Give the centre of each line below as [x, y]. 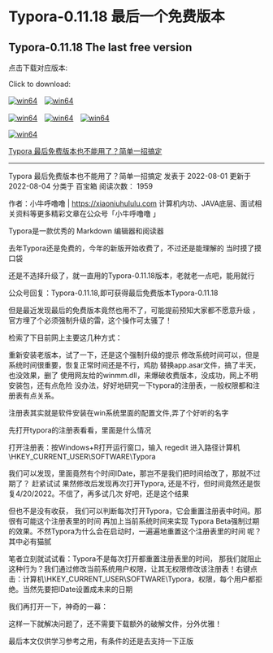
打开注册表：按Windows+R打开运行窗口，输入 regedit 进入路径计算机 [124, 447]
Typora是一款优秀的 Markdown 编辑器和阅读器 [86, 231]
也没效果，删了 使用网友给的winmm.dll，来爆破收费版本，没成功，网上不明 [133, 375]
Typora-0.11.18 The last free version [100, 47]
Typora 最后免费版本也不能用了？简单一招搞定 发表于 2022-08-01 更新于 [130, 176]
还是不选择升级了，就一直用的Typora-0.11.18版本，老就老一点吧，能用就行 [132, 276]
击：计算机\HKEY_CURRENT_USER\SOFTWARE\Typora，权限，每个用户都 [132, 579]
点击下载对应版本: [38, 67]
